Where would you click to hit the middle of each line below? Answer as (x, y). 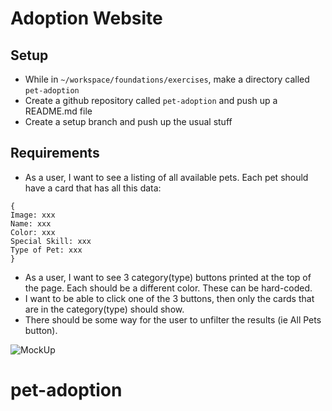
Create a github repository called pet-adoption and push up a (151, 100)
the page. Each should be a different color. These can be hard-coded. (168, 288)
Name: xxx (31, 223)
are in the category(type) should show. (104, 309)
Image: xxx (33, 215)
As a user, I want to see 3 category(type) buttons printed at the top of (168, 277)
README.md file (58, 111)
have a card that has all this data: (93, 188)
